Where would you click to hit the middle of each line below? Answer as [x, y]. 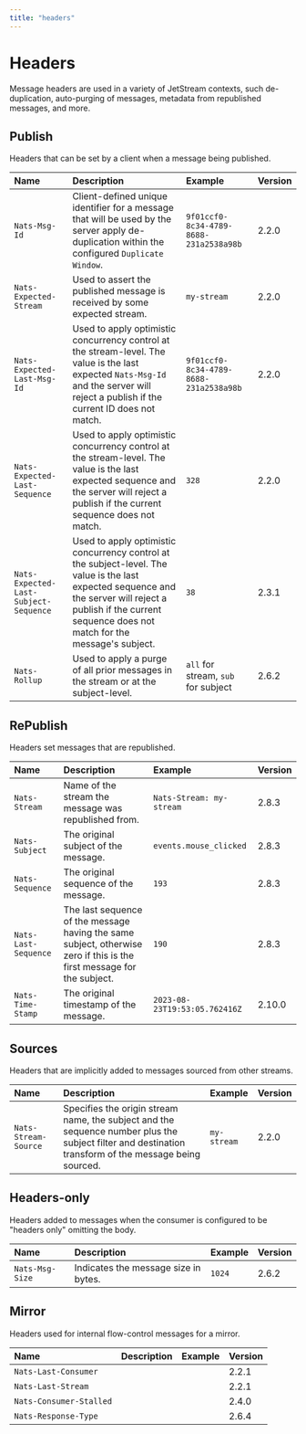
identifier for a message [123, 208]
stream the [87, 797]
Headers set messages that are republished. [92, 748]
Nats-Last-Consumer [56, 1371]
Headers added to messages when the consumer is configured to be [138, 1219]
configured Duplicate [118, 254]
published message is [119, 291]
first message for [100, 967]
